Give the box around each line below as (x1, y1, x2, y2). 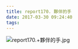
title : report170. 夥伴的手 (6, 8, 72, 15)
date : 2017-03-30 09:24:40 (6, 14, 73, 20)
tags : (6, 19, 19, 25)
